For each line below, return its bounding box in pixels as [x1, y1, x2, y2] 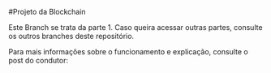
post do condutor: [8, 56, 69, 65]
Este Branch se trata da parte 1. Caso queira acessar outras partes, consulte [8, 23, 263, 32]
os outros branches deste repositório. [8, 32, 135, 41]
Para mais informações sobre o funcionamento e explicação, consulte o [8, 47, 249, 56]
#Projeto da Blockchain [8, 7, 87, 16]
